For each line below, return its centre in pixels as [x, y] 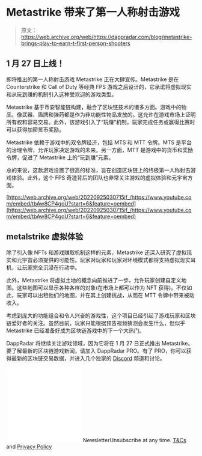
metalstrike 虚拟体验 [45, 237]
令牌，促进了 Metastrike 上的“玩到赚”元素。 [60, 157]
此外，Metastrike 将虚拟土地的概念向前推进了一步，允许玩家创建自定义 [94, 280]
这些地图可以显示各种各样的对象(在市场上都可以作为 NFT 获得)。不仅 [102, 287]
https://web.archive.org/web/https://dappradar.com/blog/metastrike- [106, 37]
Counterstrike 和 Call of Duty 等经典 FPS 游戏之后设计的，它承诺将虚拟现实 [99, 87]
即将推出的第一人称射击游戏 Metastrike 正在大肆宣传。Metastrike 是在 [93, 79]
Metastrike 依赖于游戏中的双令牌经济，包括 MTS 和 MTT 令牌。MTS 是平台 [99, 142]
